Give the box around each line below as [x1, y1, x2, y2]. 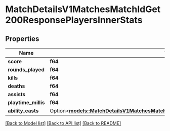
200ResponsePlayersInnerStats [5, 14, 143, 26]
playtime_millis [8, 99, 45, 106]
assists [8, 91, 26, 98]
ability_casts [8, 107, 39, 114]
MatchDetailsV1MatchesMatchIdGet [5, 4, 161, 15]
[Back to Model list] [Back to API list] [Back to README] [5, 120, 121, 126]
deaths [8, 82, 25, 90]
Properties [5, 34, 39, 43]
